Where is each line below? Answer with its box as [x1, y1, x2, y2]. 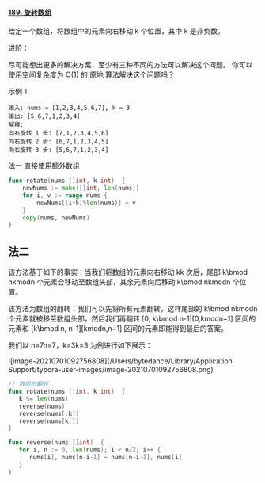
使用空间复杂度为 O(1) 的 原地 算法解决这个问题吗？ [8, 70, 176, 79]
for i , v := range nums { [22, 191, 108, 200]
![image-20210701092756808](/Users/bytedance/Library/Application [8, 356, 233, 366]
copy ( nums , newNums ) [22, 214, 90, 222]
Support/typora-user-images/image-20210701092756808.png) [8, 365, 214, 375]
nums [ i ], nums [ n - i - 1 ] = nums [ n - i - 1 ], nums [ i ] [28, 454, 183, 462]
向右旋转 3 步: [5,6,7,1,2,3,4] [8, 146, 109, 154]
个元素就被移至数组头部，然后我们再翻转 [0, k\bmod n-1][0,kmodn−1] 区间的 [8, 314, 256, 324]
